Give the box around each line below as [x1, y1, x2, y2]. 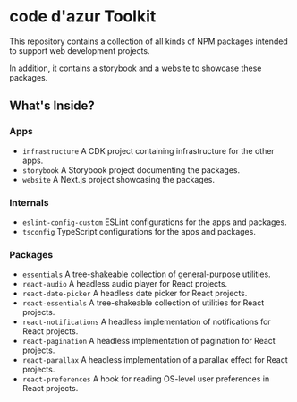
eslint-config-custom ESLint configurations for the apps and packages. [21, 217, 288, 227]
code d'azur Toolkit [9, 6, 157, 27]
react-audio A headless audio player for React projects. [21, 278, 228, 289]
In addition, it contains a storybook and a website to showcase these [9, 63, 262, 73]
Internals [9, 196, 49, 209]
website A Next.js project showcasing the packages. [21, 174, 215, 184]
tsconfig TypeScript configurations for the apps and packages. [21, 226, 257, 236]
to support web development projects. [9, 45, 150, 56]
